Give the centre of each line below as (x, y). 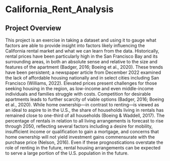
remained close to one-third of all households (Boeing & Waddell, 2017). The (85, 115)
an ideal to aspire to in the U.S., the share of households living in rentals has (84, 110)
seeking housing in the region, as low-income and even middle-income (79, 89)
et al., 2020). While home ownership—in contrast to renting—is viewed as (82, 105)
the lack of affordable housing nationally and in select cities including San (82, 78)
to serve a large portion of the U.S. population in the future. (67, 153)
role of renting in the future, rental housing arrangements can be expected (83, 148)
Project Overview (33, 28)
